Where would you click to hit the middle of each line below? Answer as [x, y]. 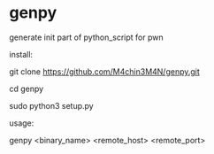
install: [21, 54]
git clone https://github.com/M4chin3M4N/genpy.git [105, 71]
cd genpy [27, 89]
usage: [22, 123]
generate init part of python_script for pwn [86, 37]
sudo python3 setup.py [52, 105]
